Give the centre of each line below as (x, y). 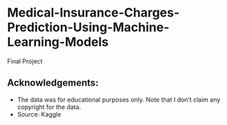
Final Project (25, 61)
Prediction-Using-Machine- (88, 27)
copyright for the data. (49, 107)
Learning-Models (58, 42)
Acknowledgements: (53, 83)
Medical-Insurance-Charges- (93, 13)
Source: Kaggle (39, 114)
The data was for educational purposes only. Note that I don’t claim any (119, 99)
